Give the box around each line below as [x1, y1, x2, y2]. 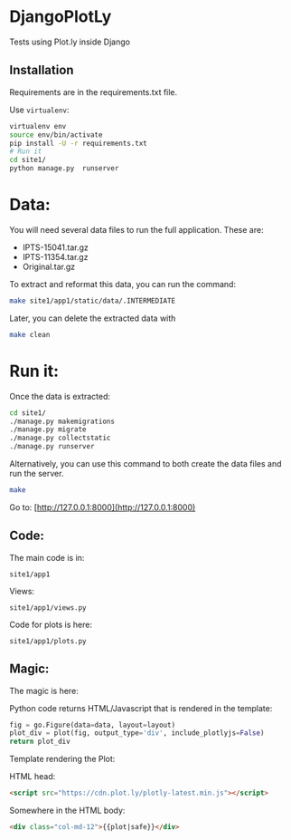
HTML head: [9, 771, 56, 782]
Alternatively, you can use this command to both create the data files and [9, 459, 282, 468]
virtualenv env [9, 121, 67, 130]
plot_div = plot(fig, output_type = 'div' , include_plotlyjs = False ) [9, 729, 265, 738]
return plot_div [9, 737, 70, 747]
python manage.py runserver [9, 164, 119, 173]
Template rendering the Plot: [9, 754, 116, 765]
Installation [9, 63, 74, 78]
